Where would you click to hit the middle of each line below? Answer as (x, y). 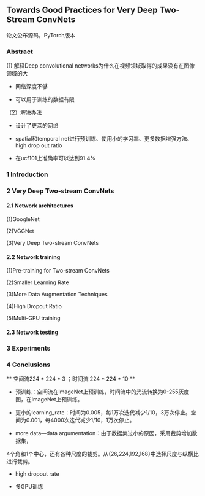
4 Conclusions (28, 365)
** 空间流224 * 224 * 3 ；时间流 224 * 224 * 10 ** (71, 379)
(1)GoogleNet (23, 219)
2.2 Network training (33, 257)
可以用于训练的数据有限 (45, 99)
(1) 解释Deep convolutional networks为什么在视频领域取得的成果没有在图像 (101, 66)
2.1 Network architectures (40, 206)
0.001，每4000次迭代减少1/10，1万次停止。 (80, 420)
